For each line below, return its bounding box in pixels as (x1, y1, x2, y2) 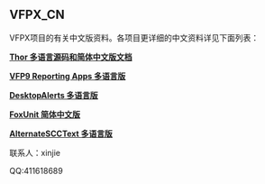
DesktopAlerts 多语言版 (9, 89, 99, 100)
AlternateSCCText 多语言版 (9, 128, 113, 139)
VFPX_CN (9, 7, 65, 23)
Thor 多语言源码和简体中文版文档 (9, 51, 132, 62)
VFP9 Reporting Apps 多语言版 (9, 70, 126, 81)
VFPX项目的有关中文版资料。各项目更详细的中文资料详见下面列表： (9, 32, 260, 43)
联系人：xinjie (9, 147, 61, 158)
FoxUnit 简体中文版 (9, 108, 81, 120)
